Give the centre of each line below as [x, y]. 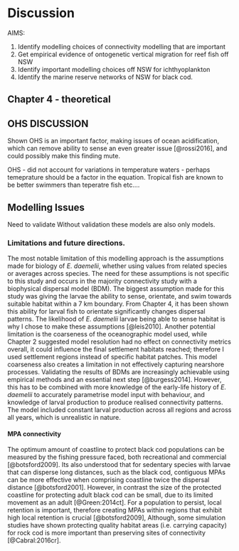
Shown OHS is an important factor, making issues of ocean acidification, [113, 141]
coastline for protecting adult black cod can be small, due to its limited [110, 495]
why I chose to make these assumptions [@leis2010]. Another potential [111, 326]
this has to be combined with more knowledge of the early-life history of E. [117, 387]
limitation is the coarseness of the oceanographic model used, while [107, 334]
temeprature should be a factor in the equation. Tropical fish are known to [116, 177]
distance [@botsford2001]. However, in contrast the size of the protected [115, 488]
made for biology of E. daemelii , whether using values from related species [117, 266]
